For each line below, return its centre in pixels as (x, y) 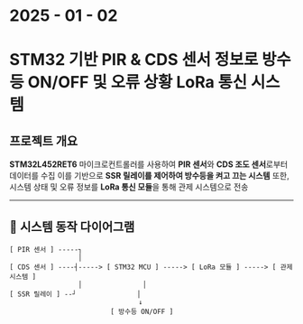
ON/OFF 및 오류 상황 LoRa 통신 (138, 83)
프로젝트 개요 (44, 141)
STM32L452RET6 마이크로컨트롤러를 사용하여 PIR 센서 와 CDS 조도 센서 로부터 (149, 164)
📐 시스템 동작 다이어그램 (72, 227)
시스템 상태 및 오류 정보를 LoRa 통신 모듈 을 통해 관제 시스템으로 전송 (129, 187)
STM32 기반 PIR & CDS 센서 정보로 (134, 60)
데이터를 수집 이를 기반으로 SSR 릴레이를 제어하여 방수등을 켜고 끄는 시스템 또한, (150, 176)
